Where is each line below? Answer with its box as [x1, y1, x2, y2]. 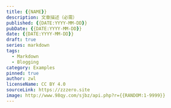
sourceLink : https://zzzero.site [6, 87, 90, 93]
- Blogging [11, 59, 39, 65]
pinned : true [6, 70, 39, 76]
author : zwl [6, 76, 36, 82]
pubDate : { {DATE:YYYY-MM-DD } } [6, 25, 82, 32]
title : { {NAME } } [6, 8, 47, 15]
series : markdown [6, 43, 50, 49]
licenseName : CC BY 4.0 [6, 82, 66, 88]
